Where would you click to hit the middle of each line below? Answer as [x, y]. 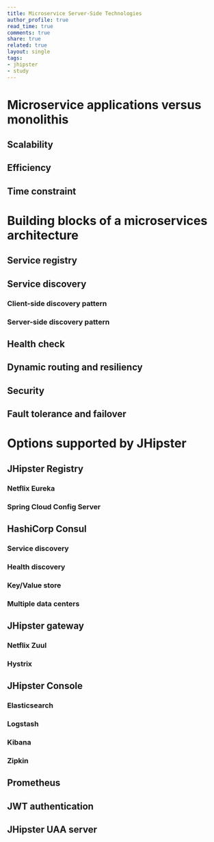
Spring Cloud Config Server [54, 506]
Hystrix [20, 664]
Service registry [42, 260]
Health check [36, 344]
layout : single [29, 52]
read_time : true [30, 26]
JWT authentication [51, 806]
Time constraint [42, 191]
